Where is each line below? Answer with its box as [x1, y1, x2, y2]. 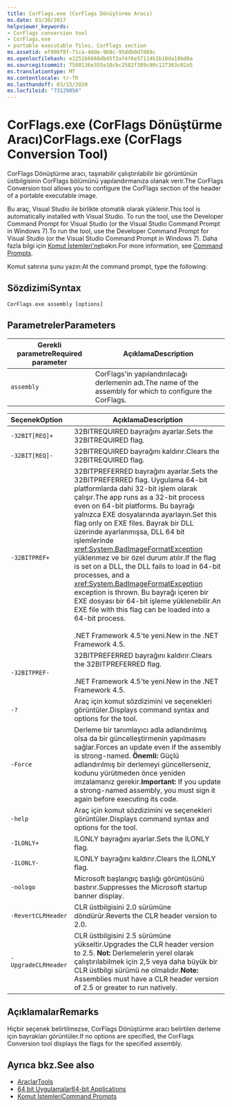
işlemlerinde [74, 536, 114, 545]
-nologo [10, 883, 36, 891]
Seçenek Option [10, 414, 64, 424]
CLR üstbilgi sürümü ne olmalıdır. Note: [74, 965, 199, 975]
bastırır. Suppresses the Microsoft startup [74, 882, 207, 892]
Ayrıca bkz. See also [7, 1059, 95, 1071]
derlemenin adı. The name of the [95, 378, 199, 387]
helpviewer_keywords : [7, 23, 70, 30]
